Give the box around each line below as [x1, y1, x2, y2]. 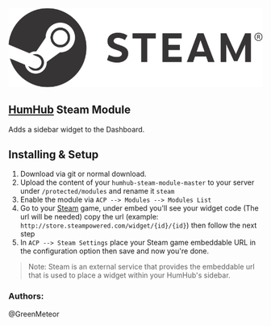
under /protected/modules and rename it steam [19, 186, 175, 196]
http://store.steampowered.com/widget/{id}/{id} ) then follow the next [19, 220, 257, 230]
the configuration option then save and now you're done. [19, 246, 210, 256]
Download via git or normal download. [19, 169, 147, 179]
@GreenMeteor [8, 309, 60, 319]
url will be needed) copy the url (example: [19, 212, 159, 222]
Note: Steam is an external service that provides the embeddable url [27, 262, 256, 272]
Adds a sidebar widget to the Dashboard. [8, 124, 145, 134]
